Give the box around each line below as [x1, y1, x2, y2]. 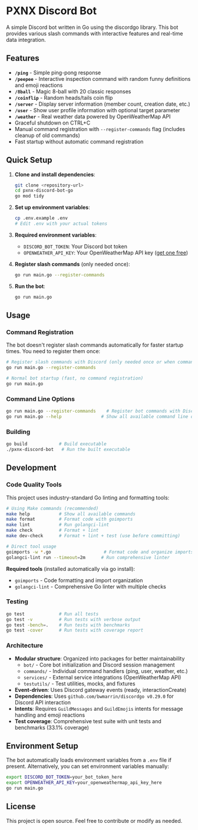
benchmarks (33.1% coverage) [14, 724, 90, 731]
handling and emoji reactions [14, 711, 85, 718]
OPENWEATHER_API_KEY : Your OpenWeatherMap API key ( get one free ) [23, 249, 189, 256]
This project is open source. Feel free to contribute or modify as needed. [6, 817, 183, 824]
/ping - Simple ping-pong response [14, 69, 101, 76]
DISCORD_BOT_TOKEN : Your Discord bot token [23, 243, 128, 250]
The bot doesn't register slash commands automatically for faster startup [6, 341, 184, 349]
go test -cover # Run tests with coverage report [6, 628, 144, 633]
